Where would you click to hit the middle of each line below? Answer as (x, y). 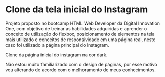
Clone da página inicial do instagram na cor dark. (56, 55)
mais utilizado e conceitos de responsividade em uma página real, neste (80, 40)
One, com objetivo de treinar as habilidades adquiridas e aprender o (76, 28)
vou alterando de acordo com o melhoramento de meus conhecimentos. (80, 70)
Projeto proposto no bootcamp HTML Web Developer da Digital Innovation (83, 23)
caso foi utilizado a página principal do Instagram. (57, 45)
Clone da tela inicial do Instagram (77, 9)
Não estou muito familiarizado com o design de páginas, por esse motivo (81, 64)
